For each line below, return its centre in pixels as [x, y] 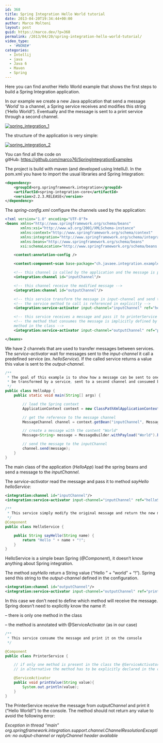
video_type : [17, 41]
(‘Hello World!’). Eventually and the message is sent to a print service [74, 111]
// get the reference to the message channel [69, 417]
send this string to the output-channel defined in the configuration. [72, 578]
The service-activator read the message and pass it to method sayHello [77, 481]
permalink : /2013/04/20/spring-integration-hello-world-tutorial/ [73, 37]
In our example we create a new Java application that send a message [75, 101]
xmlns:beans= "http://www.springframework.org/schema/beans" [82, 242]
